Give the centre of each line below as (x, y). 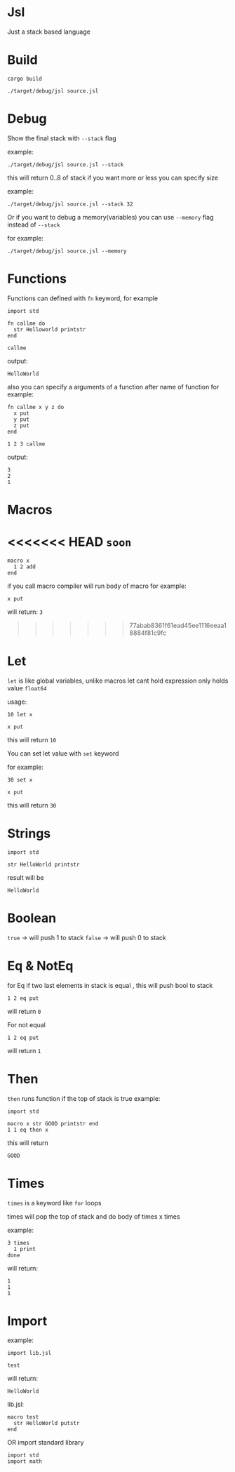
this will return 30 (32, 805)
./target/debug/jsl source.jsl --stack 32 (70, 204)
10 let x (20, 714)
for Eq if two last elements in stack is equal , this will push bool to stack (110, 985)
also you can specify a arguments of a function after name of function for (113, 387)
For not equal (26, 1024)
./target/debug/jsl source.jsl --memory (67, 251)
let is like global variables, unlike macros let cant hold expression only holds (118, 681)
